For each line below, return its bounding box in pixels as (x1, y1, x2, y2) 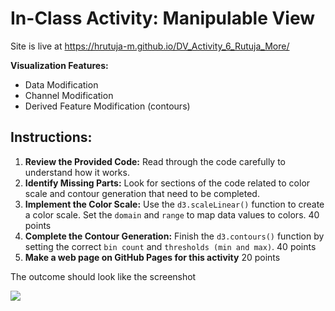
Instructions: (10, 129, 93, 146)
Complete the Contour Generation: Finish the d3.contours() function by (24, 230, 325, 242)
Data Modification (24, 78, 99, 91)
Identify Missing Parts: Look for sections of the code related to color (24, 177, 311, 189)
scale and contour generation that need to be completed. (24, 187, 260, 199)
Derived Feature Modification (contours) (24, 100, 191, 112)
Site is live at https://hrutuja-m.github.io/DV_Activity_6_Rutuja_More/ (10, 40, 290, 52)
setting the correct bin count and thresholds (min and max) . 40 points (24, 240, 317, 252)
